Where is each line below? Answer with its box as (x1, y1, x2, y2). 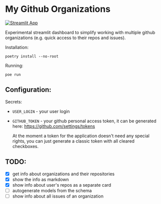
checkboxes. (12, 143, 39, 149)
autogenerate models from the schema (12, 187, 92, 194)
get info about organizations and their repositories (12, 171, 115, 177)
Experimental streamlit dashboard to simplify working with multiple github (5, 29, 156, 35)
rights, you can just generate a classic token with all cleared (12, 138, 135, 144)
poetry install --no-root (5, 53, 58, 59)
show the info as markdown (12, 176, 69, 182)
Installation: (5, 44, 29, 50)
